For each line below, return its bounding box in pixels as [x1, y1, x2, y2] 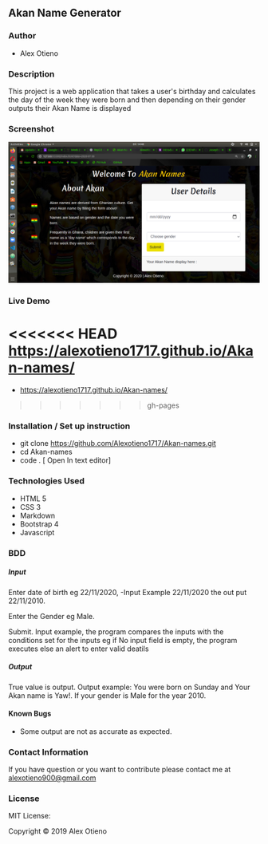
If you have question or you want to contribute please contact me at [8, 765, 231, 775]
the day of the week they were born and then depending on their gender [8, 95, 246, 105]
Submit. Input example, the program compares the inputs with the [8, 626, 224, 637]
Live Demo [8, 295, 50, 306]
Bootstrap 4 [19, 519, 59, 529]
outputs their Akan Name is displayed [8, 103, 132, 112]
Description [8, 68, 55, 79]
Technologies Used [8, 475, 85, 487]
